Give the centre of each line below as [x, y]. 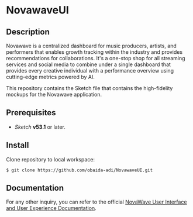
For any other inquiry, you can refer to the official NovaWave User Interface [96, 202]
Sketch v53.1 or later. [40, 127]
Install [18, 145]
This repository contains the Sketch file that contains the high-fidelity [89, 88]
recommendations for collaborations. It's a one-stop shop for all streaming [96, 58]
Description [28, 32]
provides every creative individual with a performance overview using [90, 70]
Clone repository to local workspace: [51, 159]
